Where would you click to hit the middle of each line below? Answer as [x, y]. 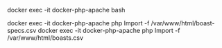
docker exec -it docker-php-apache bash [66, 10]
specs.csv [22, 31]
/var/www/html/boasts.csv [45, 38]
